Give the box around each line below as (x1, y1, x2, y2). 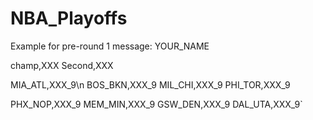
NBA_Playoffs (10, 7, 128, 30)
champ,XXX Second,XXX (10, 59, 114, 71)
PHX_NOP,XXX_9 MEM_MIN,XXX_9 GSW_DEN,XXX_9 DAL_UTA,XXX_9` (10, 98, 303, 110)
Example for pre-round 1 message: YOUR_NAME (10, 40, 210, 52)
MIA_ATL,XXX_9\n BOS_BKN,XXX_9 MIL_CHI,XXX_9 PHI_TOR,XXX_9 (10, 78, 291, 91)
